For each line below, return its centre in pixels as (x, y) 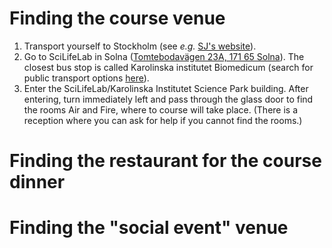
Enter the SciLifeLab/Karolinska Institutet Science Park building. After (166, 88)
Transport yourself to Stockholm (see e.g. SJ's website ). (140, 46)
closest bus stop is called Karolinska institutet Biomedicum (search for (168, 67)
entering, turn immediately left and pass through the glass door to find (168, 99)
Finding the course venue (117, 18)
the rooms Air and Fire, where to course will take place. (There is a (161, 109)
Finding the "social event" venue (149, 228)
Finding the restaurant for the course (165, 161)
